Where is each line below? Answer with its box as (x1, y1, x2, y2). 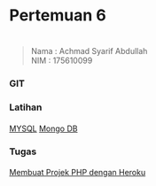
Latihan (9, 101, 43, 113)
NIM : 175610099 (30, 55, 93, 66)
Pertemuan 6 (9, 5, 106, 26)
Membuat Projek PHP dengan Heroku (9, 167, 146, 178)
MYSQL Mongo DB (9, 123, 78, 134)
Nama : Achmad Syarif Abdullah (30, 46, 148, 57)
